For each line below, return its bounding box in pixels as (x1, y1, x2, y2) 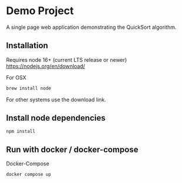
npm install (6, 128, 35, 135)
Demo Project (6, 4, 74, 18)
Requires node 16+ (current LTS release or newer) (6, 56, 127, 63)
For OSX (6, 74, 27, 81)
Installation (6, 41, 48, 51)
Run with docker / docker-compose (6, 144, 138, 154)
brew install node (6, 85, 51, 91)
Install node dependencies (6, 113, 106, 123)
